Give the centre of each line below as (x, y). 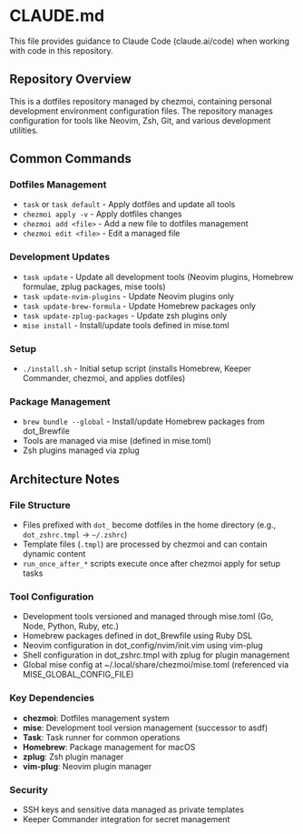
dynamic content (54, 554)
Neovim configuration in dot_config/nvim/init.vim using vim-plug (142, 646)
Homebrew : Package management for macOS (109, 747)
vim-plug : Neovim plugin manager (87, 766)
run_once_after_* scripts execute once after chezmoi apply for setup (151, 564)
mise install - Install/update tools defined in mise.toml (126, 325)
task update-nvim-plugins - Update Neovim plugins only (128, 296)
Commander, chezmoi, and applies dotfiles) (104, 378)
